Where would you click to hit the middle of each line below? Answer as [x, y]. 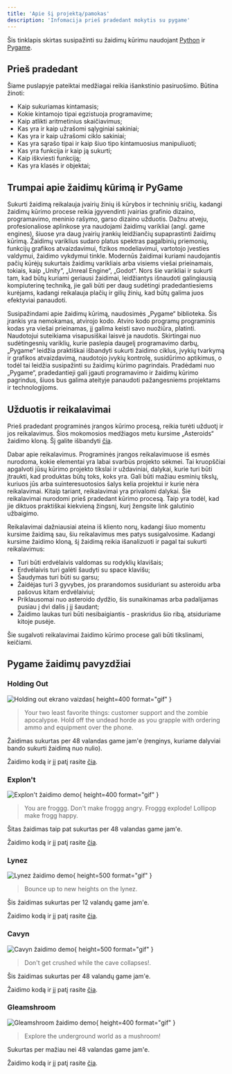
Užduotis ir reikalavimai [59, 410]
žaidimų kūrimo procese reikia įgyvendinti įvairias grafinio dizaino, [101, 212]
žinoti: [16, 93]
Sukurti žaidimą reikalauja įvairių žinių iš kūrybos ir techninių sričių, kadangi [115, 204]
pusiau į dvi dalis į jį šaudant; [58, 606]
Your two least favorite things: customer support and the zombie [116, 712]
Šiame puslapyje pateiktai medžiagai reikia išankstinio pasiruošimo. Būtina [113, 86]
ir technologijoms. [33, 388]
